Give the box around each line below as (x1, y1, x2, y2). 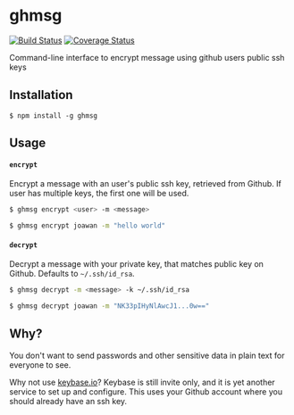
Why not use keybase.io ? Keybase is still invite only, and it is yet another (9, 377, 275, 387)
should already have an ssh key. (9, 395, 128, 406)
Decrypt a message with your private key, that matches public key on (9, 259, 264, 270)
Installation (9, 87, 73, 103)
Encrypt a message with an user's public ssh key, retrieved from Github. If (9, 178, 281, 189)
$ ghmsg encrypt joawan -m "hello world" (9, 221, 166, 230)
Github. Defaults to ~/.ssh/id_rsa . (9, 269, 136, 279)
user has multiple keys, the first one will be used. (9, 188, 189, 199)
